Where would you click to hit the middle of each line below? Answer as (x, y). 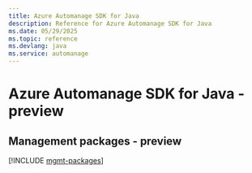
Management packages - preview (95, 141)
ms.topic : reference (43, 39)
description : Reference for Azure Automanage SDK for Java (110, 24)
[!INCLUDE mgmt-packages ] (56, 160)
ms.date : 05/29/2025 (43, 31)
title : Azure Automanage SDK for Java (74, 16)
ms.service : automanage (49, 54)
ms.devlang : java (38, 46)
